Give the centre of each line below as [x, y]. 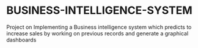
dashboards [21, 40]
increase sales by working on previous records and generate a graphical [97, 33]
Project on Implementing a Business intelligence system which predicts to [99, 27]
